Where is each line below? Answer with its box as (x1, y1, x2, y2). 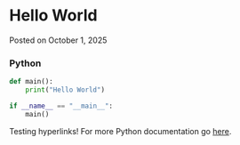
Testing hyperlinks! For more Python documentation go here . (9, 125, 232, 136)
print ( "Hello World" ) (25, 85, 105, 94)
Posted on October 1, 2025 (9, 35, 108, 45)
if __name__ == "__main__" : (9, 101, 114, 110)
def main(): (9, 77, 53, 86)
